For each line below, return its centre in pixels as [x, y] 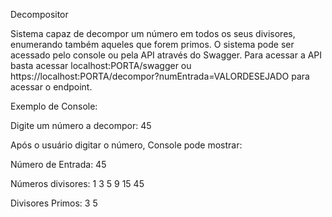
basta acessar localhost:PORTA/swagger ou [101, 65]
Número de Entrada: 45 [58, 164]
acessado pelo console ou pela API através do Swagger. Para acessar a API [166, 55]
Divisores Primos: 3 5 [54, 203]
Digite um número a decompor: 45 [81, 125]
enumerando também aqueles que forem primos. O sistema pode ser [152, 44]
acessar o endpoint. [51, 87]
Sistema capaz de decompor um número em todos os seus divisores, [153, 33]
